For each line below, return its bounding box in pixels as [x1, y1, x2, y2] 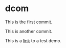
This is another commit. [5, 28, 53, 34]
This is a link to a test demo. [5, 37, 62, 44]
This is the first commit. [5, 19, 53, 25]
